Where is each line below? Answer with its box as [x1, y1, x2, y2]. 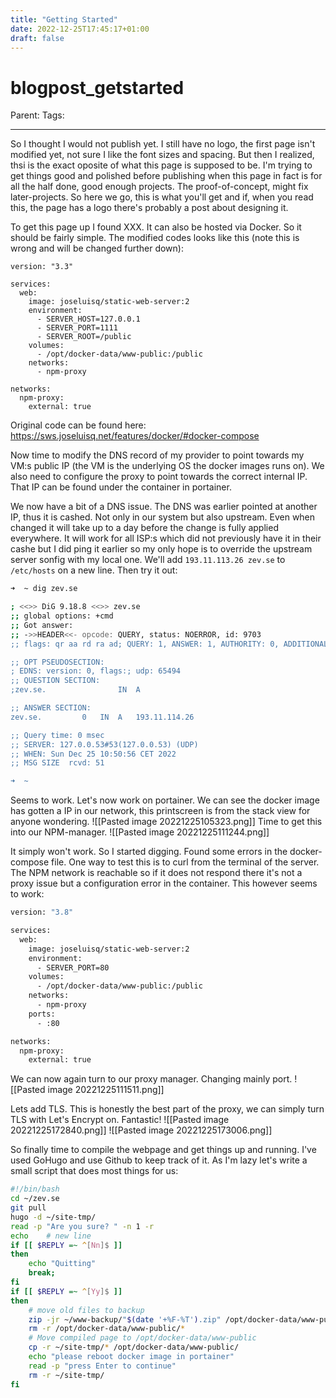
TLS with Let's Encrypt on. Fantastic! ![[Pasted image [10, 1114, 230, 1126]
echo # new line [10, 1231, 92, 1241]
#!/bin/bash [10, 1184, 60, 1195]
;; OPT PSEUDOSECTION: [10, 657, 105, 667]
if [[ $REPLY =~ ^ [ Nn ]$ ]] [10, 1240, 123, 1250]
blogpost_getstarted [10, 76, 185, 99]
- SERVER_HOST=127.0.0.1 [36, 314, 141, 325]
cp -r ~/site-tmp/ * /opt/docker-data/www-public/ [28, 1342, 240, 1353]
